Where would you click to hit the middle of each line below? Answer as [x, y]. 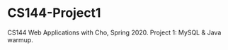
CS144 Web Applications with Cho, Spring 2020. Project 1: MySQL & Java [114, 32]
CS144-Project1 [54, 13]
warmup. [20, 39]
